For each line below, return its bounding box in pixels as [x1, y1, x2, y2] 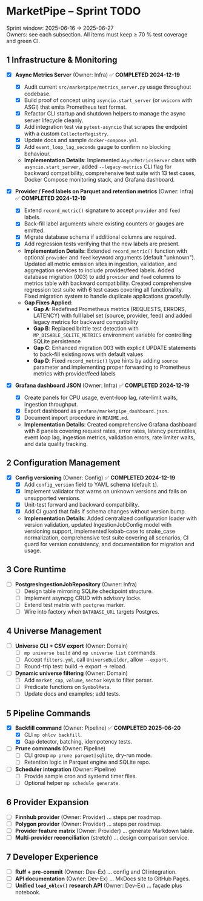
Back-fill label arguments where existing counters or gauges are [24, 220, 184, 227]
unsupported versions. [24, 494, 81, 502]
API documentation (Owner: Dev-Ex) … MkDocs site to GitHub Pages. [15, 875, 190, 882]
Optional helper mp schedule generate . [24, 779, 120, 786]
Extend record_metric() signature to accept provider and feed [24, 207, 181, 214]
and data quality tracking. [24, 440, 88, 447]
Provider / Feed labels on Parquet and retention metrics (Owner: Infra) [15, 188, 194, 195]
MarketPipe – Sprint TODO [6, 4, 141, 18]
